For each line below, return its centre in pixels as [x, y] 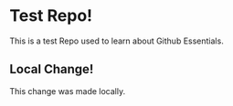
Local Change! [52, 69]
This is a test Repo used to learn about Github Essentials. [116, 41]
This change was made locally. [68, 91]
